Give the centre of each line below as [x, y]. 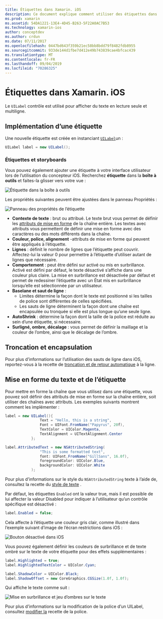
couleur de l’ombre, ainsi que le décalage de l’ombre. [65, 332]
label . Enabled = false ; [29, 513]
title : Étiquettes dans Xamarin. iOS [43, 9]
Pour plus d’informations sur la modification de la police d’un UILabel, [74, 606]
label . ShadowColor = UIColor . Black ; [42, 574]
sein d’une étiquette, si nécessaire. [47, 321]
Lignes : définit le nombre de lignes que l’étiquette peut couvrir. [75, 249]
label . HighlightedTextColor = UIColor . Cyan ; [51, 565]
